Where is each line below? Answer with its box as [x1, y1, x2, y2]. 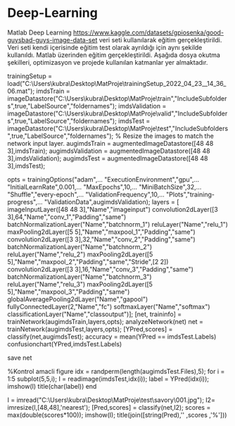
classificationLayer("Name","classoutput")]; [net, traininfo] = [7, 310, 182, 318]
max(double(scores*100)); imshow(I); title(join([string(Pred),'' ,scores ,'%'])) [7, 411, 227, 419]
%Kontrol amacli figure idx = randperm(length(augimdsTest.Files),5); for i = [7, 367, 225, 375]
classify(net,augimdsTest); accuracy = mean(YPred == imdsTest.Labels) [7, 332, 217, 341]
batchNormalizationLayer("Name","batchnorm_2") [7, 242, 153, 251]
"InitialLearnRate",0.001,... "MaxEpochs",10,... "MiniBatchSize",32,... [7, 182, 202, 191]
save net [7, 353, 32, 362]
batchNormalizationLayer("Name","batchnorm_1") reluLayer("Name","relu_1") [7, 220, 229, 228]
